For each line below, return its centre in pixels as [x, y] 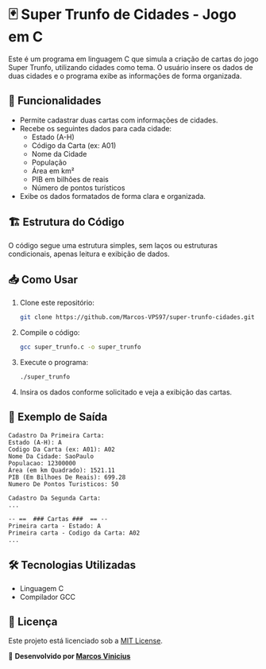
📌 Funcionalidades [55, 101]
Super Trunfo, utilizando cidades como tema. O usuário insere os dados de [131, 67]
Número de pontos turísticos [78, 188]
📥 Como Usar [43, 280]
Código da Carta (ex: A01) [74, 145]
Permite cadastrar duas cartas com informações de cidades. [119, 120]
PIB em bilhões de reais [70, 179]
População [49, 162]
